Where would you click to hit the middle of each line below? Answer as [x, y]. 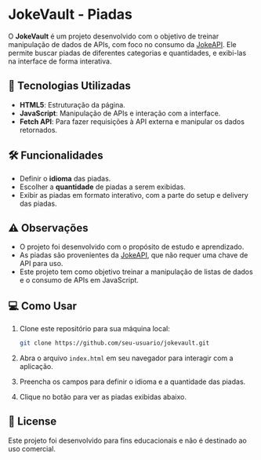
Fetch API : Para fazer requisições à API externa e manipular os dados [132, 121]
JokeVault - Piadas [71, 15]
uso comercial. [32, 448]
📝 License [33, 422]
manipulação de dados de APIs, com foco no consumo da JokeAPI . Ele [122, 44]
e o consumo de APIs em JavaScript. [79, 280]
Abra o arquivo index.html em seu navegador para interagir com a [126, 358]
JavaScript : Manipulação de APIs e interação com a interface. [120, 113]
